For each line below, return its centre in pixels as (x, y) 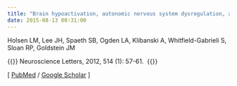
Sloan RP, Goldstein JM (41, 48)
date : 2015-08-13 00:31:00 (47, 20)
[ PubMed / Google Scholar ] (49, 75)
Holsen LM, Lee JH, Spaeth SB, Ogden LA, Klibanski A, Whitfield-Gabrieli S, (117, 40)
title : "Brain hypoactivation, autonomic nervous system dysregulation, (116, 14)
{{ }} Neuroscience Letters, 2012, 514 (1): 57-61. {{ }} (83, 61)
